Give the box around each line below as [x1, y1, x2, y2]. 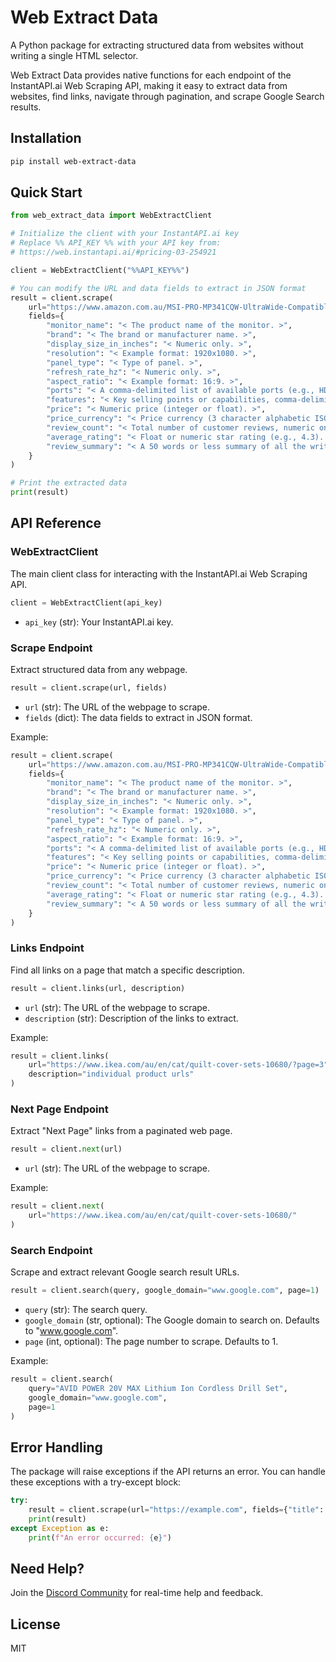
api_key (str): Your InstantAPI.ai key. [24, 616, 174, 628]
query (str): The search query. [24, 1304, 148, 1316]
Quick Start [10, 184, 83, 201]
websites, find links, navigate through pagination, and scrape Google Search [10, 90, 325, 102]
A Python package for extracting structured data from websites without [10, 39, 304, 51]
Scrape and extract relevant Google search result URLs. [10, 1266, 240, 1278]
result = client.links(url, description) [10, 983, 186, 993]
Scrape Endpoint [10, 641, 93, 655]
